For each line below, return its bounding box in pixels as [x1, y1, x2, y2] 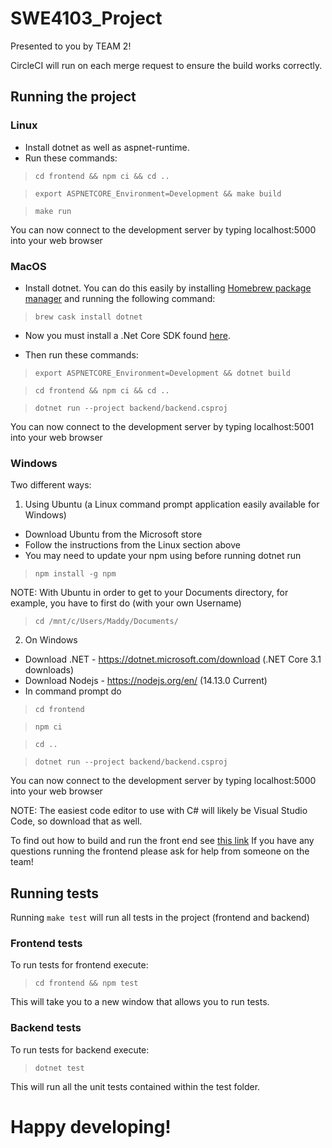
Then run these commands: [24, 348, 139, 361]
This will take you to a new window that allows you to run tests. [10, 996, 270, 1008]
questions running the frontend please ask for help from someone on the [10, 845, 310, 857]
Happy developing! [10, 1115, 172, 1138]
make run [34, 206, 72, 216]
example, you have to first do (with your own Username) [10, 597, 242, 609]
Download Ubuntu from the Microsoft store [24, 528, 203, 541]
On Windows [24, 634, 78, 646]
